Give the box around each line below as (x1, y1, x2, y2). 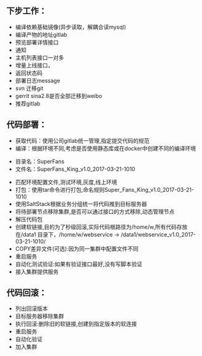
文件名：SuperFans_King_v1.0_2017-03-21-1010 (15, 165, 136, 173)
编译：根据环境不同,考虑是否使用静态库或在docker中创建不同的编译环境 (15, 145, 196, 152)
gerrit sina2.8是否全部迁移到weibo (15, 92, 103, 99)
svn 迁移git (15, 85, 44, 92)
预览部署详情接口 (15, 39, 59, 46)
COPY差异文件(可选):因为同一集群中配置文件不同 (15, 244, 139, 252)
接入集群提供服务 (15, 268, 59, 275)
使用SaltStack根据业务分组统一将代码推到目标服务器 (15, 200, 147, 207)
